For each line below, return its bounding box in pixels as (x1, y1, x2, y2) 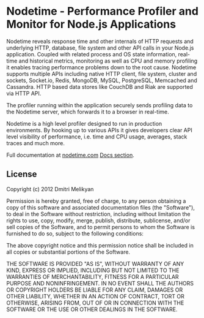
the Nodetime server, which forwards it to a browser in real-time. (6, 108, 169, 115)
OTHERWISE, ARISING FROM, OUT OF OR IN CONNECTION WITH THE (6, 299, 184, 306)
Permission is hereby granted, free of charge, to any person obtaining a (6, 197, 186, 205)
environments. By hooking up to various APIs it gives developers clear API (6, 126, 192, 134)
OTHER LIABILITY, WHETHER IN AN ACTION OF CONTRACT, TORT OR (6, 292, 184, 300)
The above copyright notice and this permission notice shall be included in (6, 241, 194, 249)
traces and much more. (6, 139, 65, 146)
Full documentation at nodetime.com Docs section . (6, 151, 134, 159)
